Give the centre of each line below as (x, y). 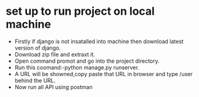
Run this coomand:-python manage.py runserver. (77, 67)
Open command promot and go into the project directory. (87, 61)
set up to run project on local (80, 11)
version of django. (37, 48)
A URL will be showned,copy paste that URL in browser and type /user (103, 74)
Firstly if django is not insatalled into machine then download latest (99, 41)
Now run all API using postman (53, 87)
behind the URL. (35, 80)
